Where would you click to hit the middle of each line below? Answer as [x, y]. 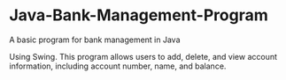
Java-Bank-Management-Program [139, 15]
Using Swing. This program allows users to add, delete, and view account [143, 56]
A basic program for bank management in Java [95, 40]
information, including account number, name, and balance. [118, 66]
